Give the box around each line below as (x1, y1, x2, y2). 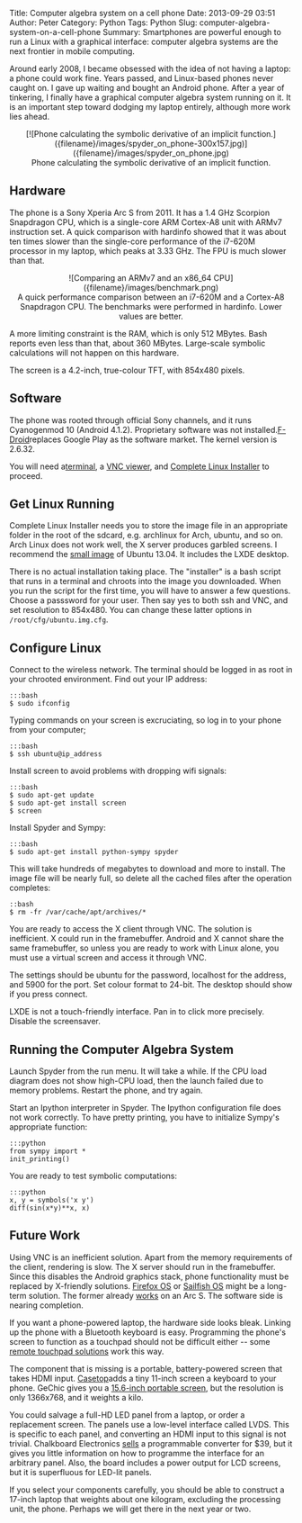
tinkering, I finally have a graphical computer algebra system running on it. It (9, 92, 291, 103)
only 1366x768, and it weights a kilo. (9, 1392, 144, 1402)
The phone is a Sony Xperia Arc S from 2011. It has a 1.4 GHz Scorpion (9, 207, 271, 218)
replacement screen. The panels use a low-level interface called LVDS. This (9, 1419, 289, 1429)
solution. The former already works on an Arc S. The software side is (28, 1290, 283, 1301)
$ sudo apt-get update (9, 791, 94, 800)
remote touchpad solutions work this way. (9, 1346, 164, 1356)
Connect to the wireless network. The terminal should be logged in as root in (9, 664, 293, 675)
